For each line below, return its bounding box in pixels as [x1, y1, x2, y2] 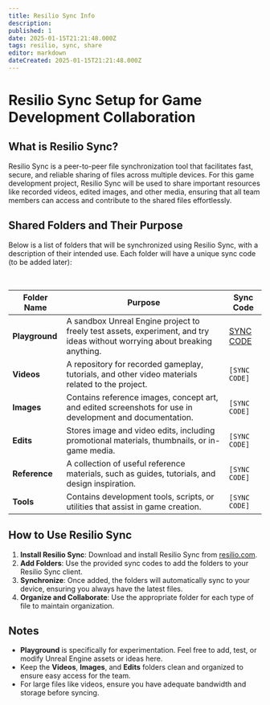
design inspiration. [66, 478, 137, 489]
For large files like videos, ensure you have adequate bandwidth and [19, 679, 247, 689]
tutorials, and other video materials [66, 369, 198, 380]
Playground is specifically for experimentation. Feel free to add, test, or [19, 646, 257, 655]
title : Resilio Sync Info [8, 11, 95, 20]
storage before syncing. [19, 688, 100, 698]
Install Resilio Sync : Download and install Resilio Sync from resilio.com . [19, 549, 258, 559]
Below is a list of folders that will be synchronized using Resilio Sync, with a [8, 240, 259, 250]
